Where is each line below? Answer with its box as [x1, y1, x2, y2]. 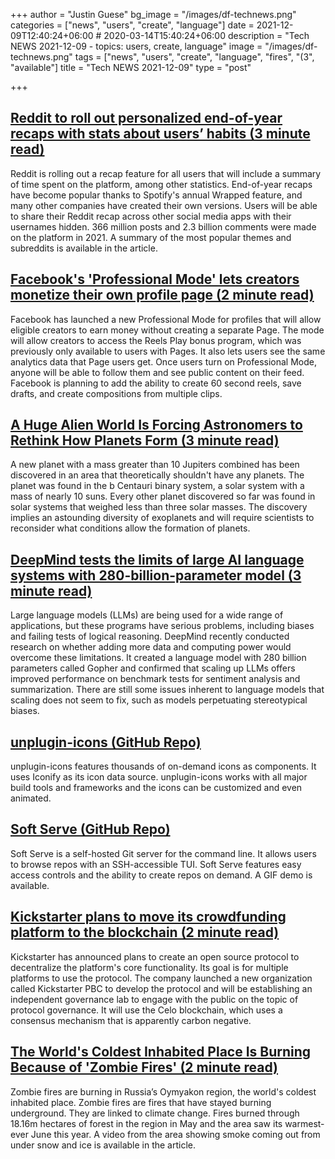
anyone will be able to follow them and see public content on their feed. [10, 366, 305, 378]
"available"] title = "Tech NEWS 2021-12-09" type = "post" [10, 62, 252, 73]
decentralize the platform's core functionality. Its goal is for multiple [10, 961, 289, 973]
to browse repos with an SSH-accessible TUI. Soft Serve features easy [10, 858, 302, 870]
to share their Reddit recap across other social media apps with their [10, 210, 292, 222]
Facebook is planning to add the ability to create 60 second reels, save [10, 377, 302, 389]
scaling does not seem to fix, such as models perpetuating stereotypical [10, 694, 308, 706]
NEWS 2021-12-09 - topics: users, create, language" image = [10, 40, 263, 52]
